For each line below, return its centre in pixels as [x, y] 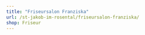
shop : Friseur [24, 23]
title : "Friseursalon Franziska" [48, 12]
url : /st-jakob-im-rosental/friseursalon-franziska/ [73, 17]
